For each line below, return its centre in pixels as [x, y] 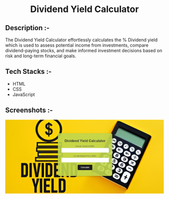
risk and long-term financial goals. [41, 56]
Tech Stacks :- [28, 72]
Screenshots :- [29, 110]
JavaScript [24, 94]
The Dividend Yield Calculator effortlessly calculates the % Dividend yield [81, 40]
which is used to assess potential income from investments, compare [77, 45]
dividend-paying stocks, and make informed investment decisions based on [84, 51]
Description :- [27, 28]
